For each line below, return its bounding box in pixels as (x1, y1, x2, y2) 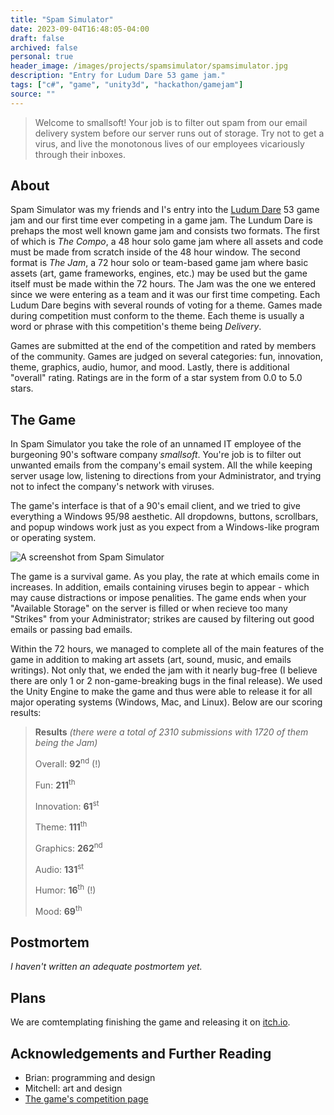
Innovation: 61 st (34, 798, 100, 812)
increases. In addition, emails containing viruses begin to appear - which (10, 581, 310, 593)
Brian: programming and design (24, 1071, 156, 1083)
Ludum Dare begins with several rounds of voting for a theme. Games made (10, 299, 323, 311)
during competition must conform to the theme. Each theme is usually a (10, 310, 305, 322)
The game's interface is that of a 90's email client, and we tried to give (10, 500, 301, 512)
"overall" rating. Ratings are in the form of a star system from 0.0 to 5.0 (10, 372, 303, 384)
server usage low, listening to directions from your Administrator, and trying (10, 470, 322, 482)
